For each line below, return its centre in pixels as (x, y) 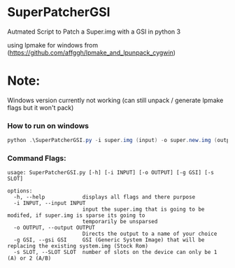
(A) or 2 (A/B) (29, 259)
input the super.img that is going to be (143, 210)
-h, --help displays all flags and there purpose (105, 197)
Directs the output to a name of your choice (150, 234)
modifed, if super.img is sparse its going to (76, 216)
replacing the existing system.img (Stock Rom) (78, 246)
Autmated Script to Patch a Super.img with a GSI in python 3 (94, 31)
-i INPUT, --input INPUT (50, 204)
